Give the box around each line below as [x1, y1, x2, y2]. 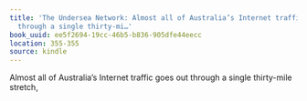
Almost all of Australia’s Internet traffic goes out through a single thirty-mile [9, 72, 292, 83]
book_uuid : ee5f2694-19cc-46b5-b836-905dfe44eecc [9, 30, 203, 39]
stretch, [9, 82, 38, 93]
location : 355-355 [9, 38, 79, 48]
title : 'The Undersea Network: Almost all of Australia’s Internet [9, 13, 272, 23]
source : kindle [9, 47, 68, 56]
